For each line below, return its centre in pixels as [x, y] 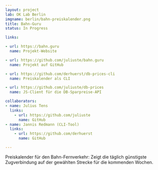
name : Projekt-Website [33, 51]
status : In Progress [27, 28]
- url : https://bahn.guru [32, 46]
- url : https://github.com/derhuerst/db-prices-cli [60, 74]
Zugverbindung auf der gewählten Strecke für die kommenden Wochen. [79, 162]
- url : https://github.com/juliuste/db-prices [54, 87]
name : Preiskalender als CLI [40, 78]
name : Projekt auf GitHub [37, 65]
